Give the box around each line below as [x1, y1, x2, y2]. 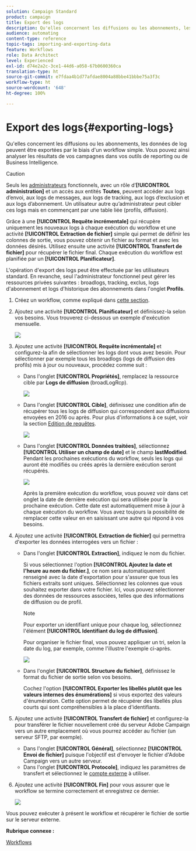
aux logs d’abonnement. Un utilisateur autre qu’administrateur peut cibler [6, 200, 181, 207]
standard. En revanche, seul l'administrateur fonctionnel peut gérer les [6, 273, 176, 280]
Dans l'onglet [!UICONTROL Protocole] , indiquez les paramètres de [23, 763, 186, 771]
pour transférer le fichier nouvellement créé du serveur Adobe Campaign [14, 721, 190, 728]
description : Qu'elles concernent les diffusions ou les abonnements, [6, 25, 181, 31]
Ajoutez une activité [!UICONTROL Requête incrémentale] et [14, 342, 162, 349]
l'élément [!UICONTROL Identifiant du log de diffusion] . [23, 627, 159, 634]
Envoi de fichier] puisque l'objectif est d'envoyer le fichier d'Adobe [23, 751, 185, 758]
